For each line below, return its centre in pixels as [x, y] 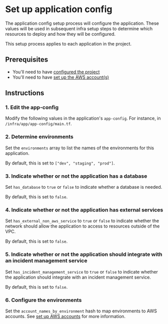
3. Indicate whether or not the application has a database [76, 176]
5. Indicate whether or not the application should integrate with [84, 254]
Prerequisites [27, 60]
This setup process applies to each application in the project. [68, 43]
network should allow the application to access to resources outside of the [82, 226]
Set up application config [59, 9]
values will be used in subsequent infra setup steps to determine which [79, 28]
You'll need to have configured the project [56, 72]
